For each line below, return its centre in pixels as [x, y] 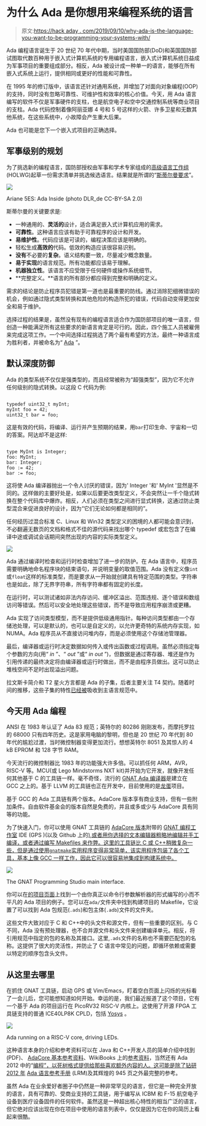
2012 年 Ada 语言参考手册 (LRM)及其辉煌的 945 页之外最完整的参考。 [94, 1073]
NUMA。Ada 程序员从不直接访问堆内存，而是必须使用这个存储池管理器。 [98, 633]
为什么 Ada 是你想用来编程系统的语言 [100, 13]
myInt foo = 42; [27, 409]
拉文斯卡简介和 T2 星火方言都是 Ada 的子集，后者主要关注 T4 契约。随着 [98, 682]
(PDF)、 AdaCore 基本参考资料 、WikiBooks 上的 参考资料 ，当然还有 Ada [97, 1058]
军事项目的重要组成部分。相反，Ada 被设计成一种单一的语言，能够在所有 [103, 66]
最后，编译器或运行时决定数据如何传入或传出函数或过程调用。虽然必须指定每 [103, 646]
